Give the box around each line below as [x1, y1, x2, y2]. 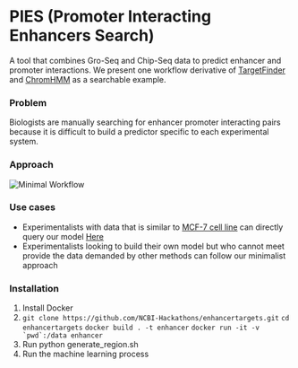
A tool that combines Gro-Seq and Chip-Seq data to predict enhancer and [9, 55, 282, 66]
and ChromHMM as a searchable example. [9, 74, 167, 84]
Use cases [9, 201, 56, 214]
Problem [9, 96, 47, 109]
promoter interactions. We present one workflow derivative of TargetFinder [9, 65, 286, 75]
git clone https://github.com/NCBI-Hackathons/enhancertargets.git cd [21, 314, 290, 323]
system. [9, 136, 38, 147]
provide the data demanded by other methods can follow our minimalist [21, 250, 286, 261]
